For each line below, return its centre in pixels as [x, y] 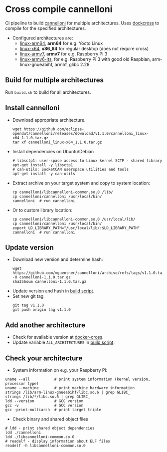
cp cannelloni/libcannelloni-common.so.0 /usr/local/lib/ [74, 219]
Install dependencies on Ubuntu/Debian [53, 151]
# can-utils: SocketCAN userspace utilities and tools [71, 169]
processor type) [22, 384]
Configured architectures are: [43, 38]
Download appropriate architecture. [49, 120]
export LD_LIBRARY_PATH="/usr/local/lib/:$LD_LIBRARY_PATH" [76, 228]
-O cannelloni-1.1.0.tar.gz [41, 277]
